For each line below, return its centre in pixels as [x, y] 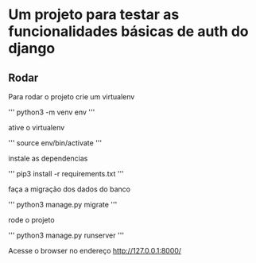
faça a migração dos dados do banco [70, 189]
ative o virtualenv [37, 128]
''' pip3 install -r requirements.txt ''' [66, 174]
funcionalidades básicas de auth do [128, 31]
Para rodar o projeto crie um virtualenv [72, 97]
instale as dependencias [48, 158]
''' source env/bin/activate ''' [55, 143]
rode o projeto [31, 220]
